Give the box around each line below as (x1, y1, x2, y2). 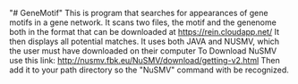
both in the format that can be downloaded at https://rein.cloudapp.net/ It (9, 27, 280, 37)
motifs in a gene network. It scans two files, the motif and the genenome (9, 17, 277, 28)
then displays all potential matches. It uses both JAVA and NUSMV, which (9, 36, 280, 46)
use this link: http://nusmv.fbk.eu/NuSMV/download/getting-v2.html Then (9, 55, 280, 65)
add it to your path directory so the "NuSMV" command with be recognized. (9, 64, 289, 75)
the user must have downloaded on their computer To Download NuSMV (9, 46, 277, 56)
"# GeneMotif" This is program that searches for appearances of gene (9, 8, 268, 18)
